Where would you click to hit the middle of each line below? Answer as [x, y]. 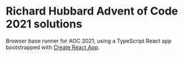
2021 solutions [44, 24]
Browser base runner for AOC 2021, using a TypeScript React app [89, 41]
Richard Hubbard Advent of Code [92, 11]
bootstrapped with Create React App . [53, 47]
